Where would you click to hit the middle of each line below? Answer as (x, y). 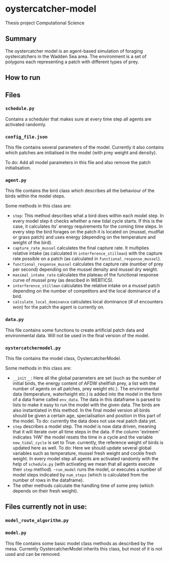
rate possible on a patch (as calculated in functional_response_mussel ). (87, 259)
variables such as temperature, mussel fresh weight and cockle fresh (84, 453)
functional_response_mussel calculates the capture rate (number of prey (88, 264)
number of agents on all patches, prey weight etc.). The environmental (86, 389)
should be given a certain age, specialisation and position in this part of (87, 416)
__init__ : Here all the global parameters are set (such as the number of (87, 378)
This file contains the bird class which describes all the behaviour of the (80, 191)
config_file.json (26, 137)
